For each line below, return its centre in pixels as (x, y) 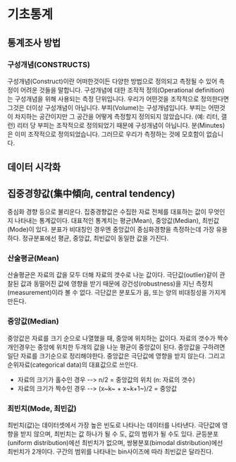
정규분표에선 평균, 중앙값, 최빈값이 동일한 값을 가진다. (95, 238)
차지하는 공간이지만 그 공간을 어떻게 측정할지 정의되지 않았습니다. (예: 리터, (117, 116)
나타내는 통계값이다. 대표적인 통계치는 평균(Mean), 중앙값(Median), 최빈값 (117, 221)
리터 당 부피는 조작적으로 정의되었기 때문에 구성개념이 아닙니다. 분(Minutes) (121, 125)
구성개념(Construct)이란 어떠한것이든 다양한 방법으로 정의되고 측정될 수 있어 (112, 81)
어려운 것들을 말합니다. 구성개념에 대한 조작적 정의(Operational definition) (122, 90)
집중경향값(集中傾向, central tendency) (92, 194)
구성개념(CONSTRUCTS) (49, 64)
